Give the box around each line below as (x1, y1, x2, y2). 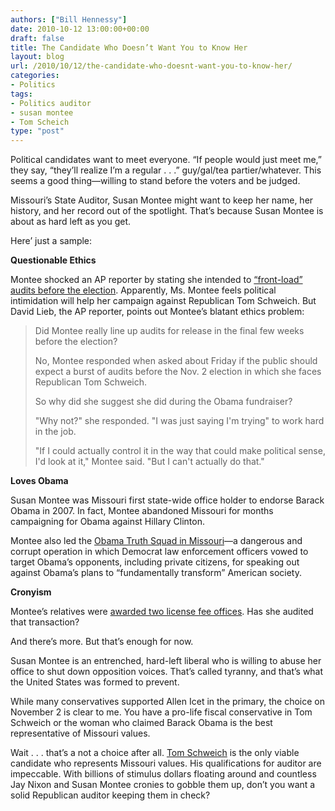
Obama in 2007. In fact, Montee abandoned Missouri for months (10, 505, 274, 517)
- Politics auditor (10, 98, 92, 108)
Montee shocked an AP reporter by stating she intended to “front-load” (10, 274, 303, 286)
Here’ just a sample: (10, 235, 93, 247)
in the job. (34, 426, 77, 438)
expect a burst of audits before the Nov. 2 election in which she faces (34, 366, 322, 378)
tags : (10, 89, 33, 99)
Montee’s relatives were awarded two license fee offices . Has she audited (10, 606, 314, 618)
